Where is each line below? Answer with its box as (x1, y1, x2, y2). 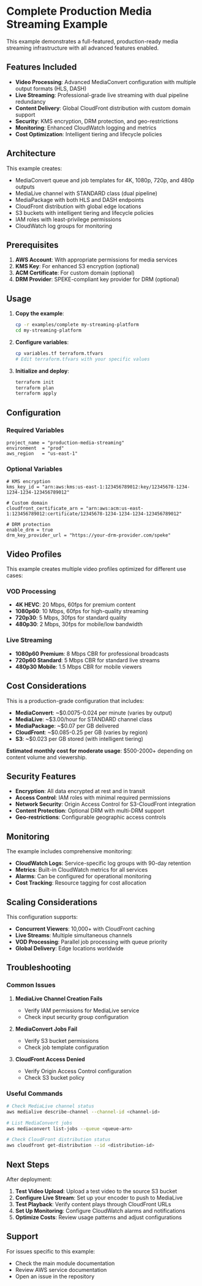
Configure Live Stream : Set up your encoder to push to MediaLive (15, 1194, 183, 1201)
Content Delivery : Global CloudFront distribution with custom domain (15, 104, 191, 112)
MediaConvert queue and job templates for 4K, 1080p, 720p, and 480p (15, 176, 195, 184)
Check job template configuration (24, 1044, 109, 1051)
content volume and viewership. (6, 753, 88, 761)
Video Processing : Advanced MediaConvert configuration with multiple (15, 78, 196, 85)
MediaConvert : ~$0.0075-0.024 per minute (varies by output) (15, 709, 173, 716)
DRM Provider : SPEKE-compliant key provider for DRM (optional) (15, 276, 179, 283)
